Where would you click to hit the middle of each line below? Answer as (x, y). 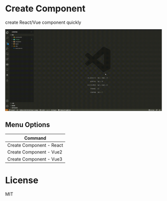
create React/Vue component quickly (43, 22)
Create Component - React (35, 145)
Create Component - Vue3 (35, 159)
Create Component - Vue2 (35, 152)
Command (35, 138)
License (22, 180)
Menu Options (28, 125)
